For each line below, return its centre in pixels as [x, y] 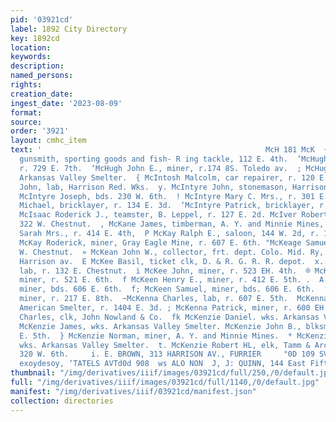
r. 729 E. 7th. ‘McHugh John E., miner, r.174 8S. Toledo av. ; [160, 168]
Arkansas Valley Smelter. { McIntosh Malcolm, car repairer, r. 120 [167, 177]
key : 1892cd [35, 38]
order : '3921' [40, 131]
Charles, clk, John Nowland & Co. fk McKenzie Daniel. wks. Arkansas [169, 317]
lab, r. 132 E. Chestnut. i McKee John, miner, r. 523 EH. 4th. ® [165, 271]
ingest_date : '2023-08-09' [66, 103]
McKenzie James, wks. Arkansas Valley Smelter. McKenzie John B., [160, 326]
